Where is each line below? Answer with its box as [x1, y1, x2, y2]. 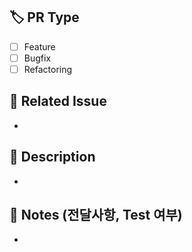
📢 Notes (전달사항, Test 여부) [9, 207, 183, 224]
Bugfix [23, 52, 52, 64]
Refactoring [23, 63, 73, 75]
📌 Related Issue [9, 93, 107, 110]
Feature [23, 40, 56, 53]
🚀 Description [9, 149, 96, 166]
